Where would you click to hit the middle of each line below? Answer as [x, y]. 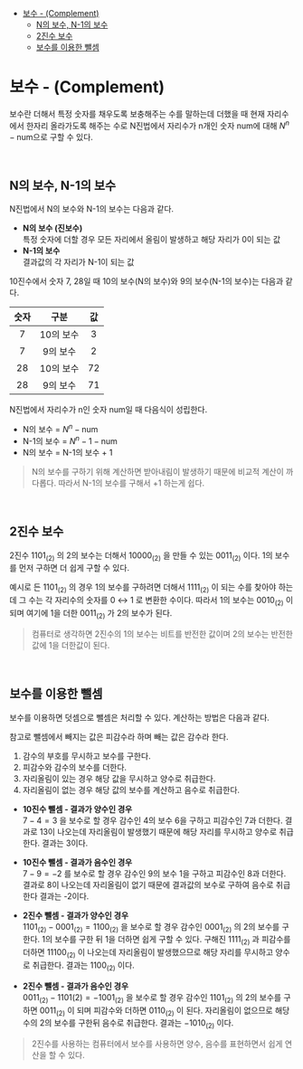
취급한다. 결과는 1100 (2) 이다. [84, 966]
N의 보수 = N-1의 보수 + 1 [67, 452]
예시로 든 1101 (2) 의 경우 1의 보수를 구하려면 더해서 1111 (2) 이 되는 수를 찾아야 [143, 588]
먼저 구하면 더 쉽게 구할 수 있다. [74, 568]
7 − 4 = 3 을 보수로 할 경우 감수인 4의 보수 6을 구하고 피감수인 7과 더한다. [152, 820]
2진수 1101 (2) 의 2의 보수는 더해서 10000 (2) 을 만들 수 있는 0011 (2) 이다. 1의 [141, 556]
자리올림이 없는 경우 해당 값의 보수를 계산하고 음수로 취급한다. [131, 790]
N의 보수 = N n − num [60, 429]
